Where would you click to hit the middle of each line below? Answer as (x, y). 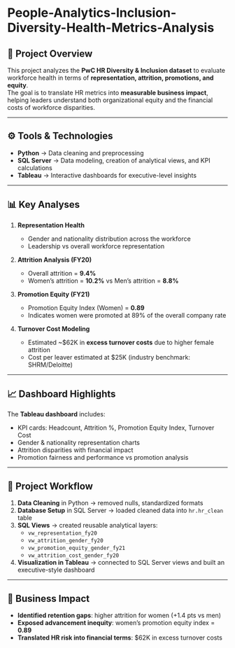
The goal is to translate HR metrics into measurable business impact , (108, 93)
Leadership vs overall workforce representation (96, 246)
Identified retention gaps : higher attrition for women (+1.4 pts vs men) (119, 615)
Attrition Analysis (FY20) (55, 260)
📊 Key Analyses (44, 205)
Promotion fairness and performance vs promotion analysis (103, 458)
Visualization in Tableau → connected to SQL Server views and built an (121, 563)
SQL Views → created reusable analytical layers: (87, 526)
